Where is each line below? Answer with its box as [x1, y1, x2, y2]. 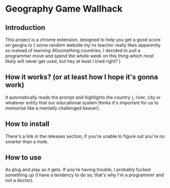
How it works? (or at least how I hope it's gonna [5, 73, 158, 82]
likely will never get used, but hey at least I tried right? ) [5, 58, 121, 64]
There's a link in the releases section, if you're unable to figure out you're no [5, 133, 165, 139]
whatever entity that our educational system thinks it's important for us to [5, 99, 159, 105]
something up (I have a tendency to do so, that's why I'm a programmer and [5, 172, 164, 178]
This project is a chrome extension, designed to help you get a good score [5, 36, 161, 43]
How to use [5, 153, 42, 162]
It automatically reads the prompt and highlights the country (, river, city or [5, 94, 161, 100]
